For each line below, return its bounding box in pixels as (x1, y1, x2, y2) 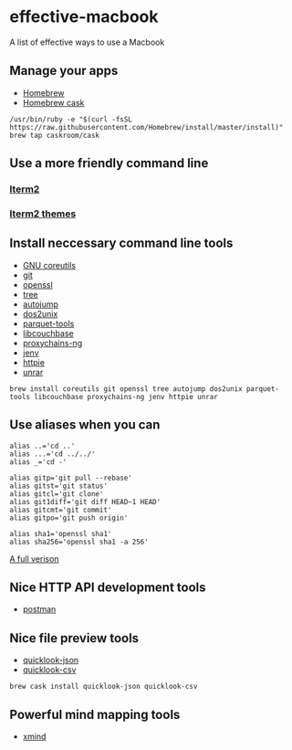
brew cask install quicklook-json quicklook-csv (9, 682, 198, 692)
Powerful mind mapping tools (9, 706, 181, 723)
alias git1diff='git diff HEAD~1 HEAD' (9, 497, 162, 506)
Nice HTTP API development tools (9, 580, 206, 595)
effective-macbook (9, 6, 159, 27)
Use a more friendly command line (9, 155, 209, 171)
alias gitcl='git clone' (9, 489, 104, 499)
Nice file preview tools (9, 630, 140, 646)
